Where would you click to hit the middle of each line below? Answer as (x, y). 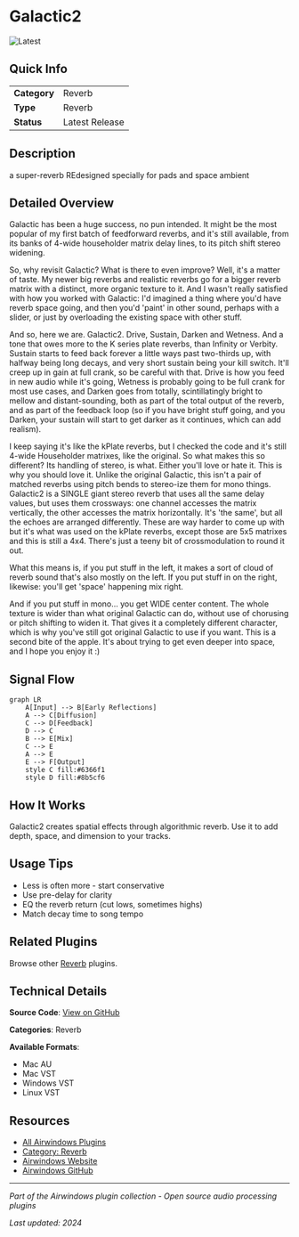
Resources (40, 1121)
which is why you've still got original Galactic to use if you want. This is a (143, 632)
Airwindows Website (60, 1161)
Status (28, 122)
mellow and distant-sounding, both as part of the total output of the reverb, (147, 401)
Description (42, 154)
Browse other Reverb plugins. (64, 963)
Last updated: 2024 (46, 1223)
